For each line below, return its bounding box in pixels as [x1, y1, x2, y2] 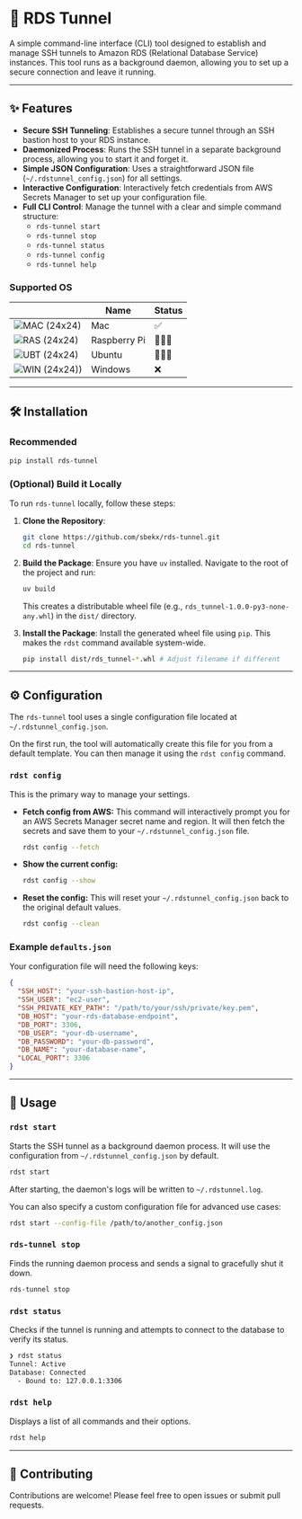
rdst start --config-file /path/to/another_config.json [9, 1218, 223, 1228]
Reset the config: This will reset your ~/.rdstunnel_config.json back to [22, 893, 289, 903]
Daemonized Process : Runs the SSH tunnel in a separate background [22, 144, 281, 155]
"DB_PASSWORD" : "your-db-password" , [17, 1037, 155, 1046]
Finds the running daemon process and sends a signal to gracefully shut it [9, 1257, 284, 1268]
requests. [9, 1500, 45, 1511]
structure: [22, 210, 59, 221]
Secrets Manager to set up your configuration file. [22, 191, 208, 202]
